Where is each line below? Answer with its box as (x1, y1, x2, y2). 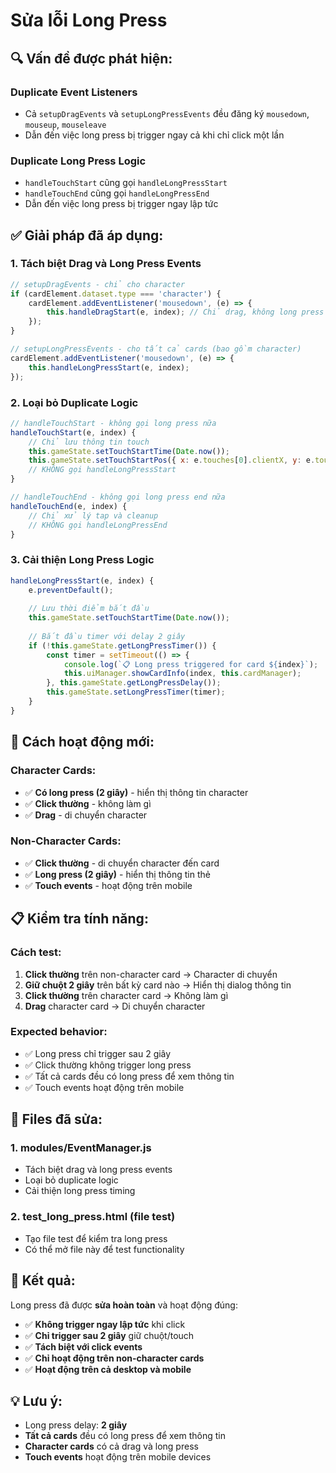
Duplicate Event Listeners (10, 85, 138, 99)
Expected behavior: (10, 1025, 108, 1039)
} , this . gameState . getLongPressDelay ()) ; (46, 678, 222, 688)
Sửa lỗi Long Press (10, 9, 168, 32)
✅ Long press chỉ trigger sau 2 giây (24, 1047, 172, 1059)
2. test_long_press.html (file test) (10, 1210, 176, 1224)
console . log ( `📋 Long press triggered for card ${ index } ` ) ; (63, 659, 319, 669)
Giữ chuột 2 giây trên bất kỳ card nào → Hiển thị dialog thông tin (24, 979, 292, 991)
